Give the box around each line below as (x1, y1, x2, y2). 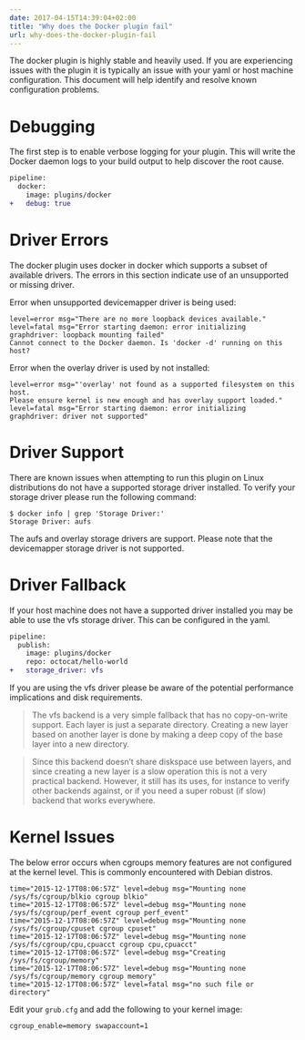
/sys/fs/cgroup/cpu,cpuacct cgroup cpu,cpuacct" (9, 940, 198, 949)
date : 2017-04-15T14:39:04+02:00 (9, 13, 137, 23)
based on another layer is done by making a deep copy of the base (31, 729, 284, 739)
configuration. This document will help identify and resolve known (9, 75, 258, 86)
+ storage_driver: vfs (9, 666, 104, 675)
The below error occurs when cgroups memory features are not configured (9, 857, 292, 868)
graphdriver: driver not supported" (9, 412, 148, 421)
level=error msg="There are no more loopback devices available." (9, 314, 267, 323)
